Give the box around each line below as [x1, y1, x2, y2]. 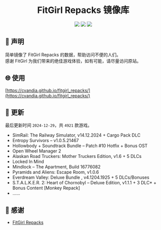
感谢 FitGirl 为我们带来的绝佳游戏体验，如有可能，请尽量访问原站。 [5, 58, 141, 64]
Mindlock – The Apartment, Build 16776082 [12, 164, 101, 170]
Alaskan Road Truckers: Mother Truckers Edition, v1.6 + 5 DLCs [12, 153, 142, 159]
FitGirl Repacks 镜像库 [37, 4, 130, 16]
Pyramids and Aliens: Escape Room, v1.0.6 [12, 169, 99, 175]
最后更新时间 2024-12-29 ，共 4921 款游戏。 [5, 122, 93, 128]
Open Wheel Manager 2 [12, 148, 61, 154]
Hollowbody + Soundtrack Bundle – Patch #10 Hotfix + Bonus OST [12, 143, 148, 149]
